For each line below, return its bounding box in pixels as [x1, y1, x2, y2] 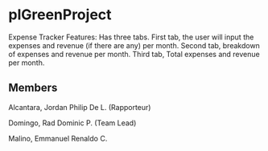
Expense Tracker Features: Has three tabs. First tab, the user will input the [8, 32, 254, 42]
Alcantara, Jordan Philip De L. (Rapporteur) [8, 102, 151, 112]
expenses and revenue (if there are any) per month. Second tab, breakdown [8, 40, 260, 50]
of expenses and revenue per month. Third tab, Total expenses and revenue [8, 49, 260, 59]
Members [8, 81, 58, 95]
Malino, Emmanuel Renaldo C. [8, 133, 108, 143]
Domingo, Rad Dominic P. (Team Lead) [8, 118, 137, 128]
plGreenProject [8, 6, 112, 24]
